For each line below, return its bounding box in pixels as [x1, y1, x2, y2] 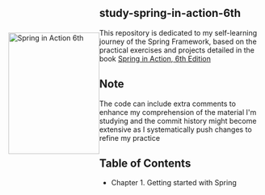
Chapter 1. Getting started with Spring [111, 178, 237, 188]
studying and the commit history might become [99, 116, 257, 125]
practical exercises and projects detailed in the [99, 45, 254, 55]
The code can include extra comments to [99, 99, 237, 108]
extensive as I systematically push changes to [99, 125, 252, 134]
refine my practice [99, 133, 160, 142]
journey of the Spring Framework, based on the [99, 36, 257, 46]
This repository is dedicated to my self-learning [99, 28, 258, 37]
